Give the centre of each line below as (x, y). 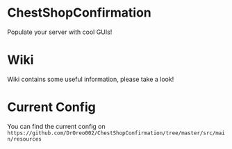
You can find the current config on (56, 126)
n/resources (24, 139)
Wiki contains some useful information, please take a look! (91, 79)
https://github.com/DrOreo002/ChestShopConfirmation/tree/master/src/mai (116, 133)
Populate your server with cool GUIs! (60, 32)
